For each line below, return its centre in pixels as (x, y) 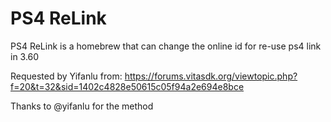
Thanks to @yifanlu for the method (82, 106)
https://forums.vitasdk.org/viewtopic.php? (211, 76)
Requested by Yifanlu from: (66, 76)
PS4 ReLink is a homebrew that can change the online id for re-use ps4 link (166, 46)
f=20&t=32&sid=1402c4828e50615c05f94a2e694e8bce (127, 86)
